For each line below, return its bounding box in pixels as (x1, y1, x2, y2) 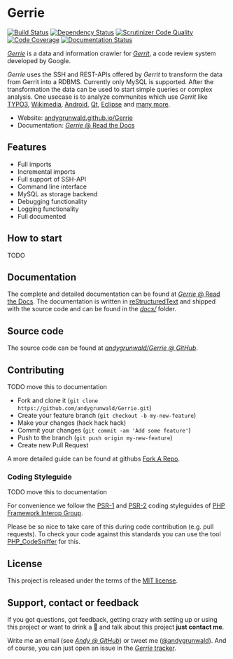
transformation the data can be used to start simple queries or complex (7, 85, 213, 93)
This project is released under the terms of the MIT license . (7, 576, 178, 585)
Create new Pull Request (17, 441, 89, 449)
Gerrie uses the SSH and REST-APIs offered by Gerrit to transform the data (7, 70, 223, 79)
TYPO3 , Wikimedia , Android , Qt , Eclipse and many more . (7, 100, 171, 108)
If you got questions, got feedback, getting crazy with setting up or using (7, 615, 218, 623)
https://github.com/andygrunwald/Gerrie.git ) (17, 404, 152, 412)
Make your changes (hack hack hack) (17, 419, 127, 427)
